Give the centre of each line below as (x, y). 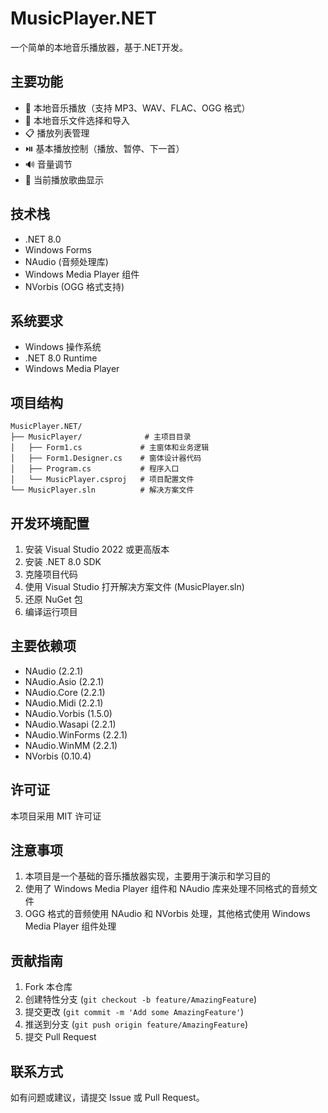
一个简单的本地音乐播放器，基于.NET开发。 (99, 47)
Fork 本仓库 (48, 987)
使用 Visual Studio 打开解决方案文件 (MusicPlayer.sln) (134, 586)
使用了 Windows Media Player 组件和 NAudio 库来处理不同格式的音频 (166, 889)
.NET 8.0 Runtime (61, 358)
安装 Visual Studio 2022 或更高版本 (97, 549)
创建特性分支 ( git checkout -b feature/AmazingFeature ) (140, 999)
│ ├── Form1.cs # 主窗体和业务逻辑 (110, 448)
